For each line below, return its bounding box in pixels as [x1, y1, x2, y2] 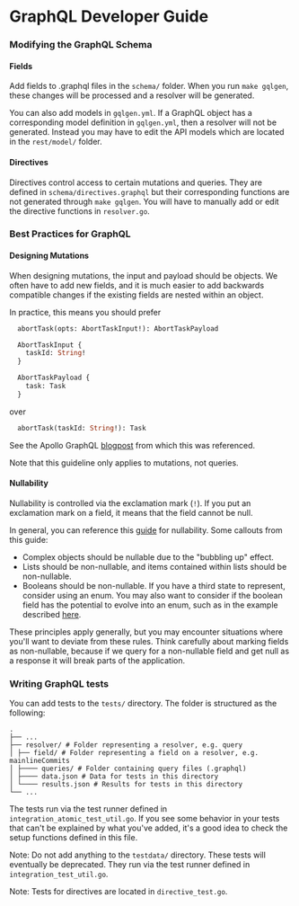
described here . [22, 608, 82, 619]
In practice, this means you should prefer [9, 306, 162, 317]
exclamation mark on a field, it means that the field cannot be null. [9, 507, 253, 518]
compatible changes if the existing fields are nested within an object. [9, 289, 264, 300]
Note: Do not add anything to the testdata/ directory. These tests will [9, 849, 267, 860]
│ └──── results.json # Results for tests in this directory [9, 780, 243, 789]
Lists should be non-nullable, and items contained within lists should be [22, 561, 287, 572]
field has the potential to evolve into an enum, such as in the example [22, 600, 278, 610]
